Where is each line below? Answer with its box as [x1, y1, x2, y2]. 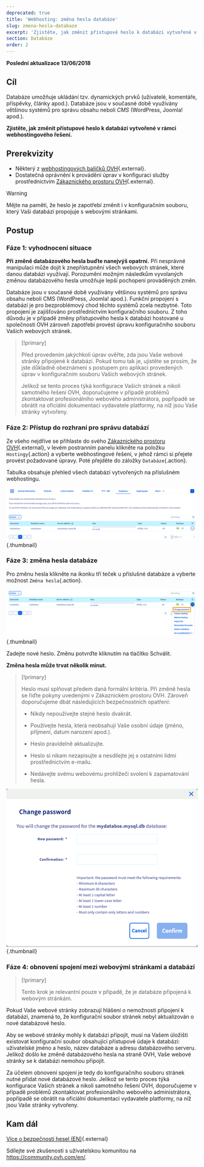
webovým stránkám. [21, 995, 73, 1002]
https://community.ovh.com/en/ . [6, 1153, 87, 1160]
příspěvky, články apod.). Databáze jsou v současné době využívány [6, 99, 178, 107]
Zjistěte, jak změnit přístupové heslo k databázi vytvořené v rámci [6, 124, 177, 132]
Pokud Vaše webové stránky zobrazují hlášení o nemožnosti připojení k [6, 1007, 184, 1014]
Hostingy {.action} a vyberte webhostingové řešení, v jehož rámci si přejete [6, 450, 192, 457]
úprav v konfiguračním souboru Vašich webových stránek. [21, 370, 167, 378]
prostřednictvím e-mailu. [30, 758, 92, 766]
